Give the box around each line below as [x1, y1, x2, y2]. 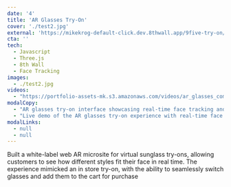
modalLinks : [7, 118, 41, 126]
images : [7, 74, 30, 81]
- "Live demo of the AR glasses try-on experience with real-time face [13, 112, 223, 119]
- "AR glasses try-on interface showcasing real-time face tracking [13, 106, 214, 113]
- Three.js [13, 55, 45, 62]
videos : [7, 87, 30, 93]
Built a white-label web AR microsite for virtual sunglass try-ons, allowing [7, 151, 214, 159]
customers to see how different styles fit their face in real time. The [7, 157, 197, 166]
